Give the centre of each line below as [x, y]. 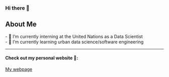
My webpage [19, 69]
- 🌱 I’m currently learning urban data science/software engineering [74, 42]
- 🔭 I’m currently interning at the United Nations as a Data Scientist [74, 36]
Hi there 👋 [18, 8]
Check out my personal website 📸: [42, 58]
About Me [21, 24]
